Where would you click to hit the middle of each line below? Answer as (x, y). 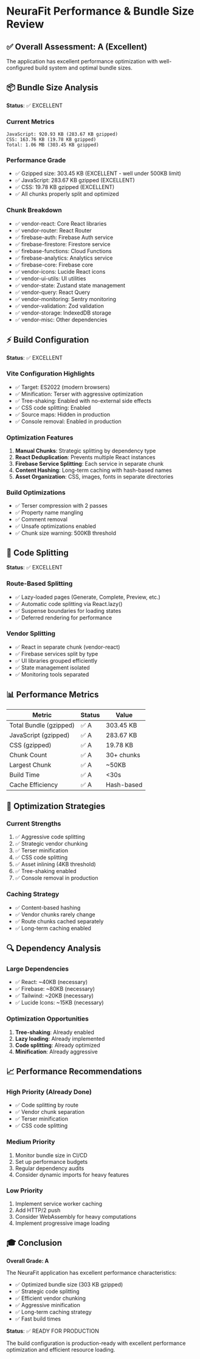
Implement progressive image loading (62, 1223)
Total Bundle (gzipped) (42, 725)
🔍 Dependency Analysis (54, 948)
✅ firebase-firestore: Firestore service (63, 244)
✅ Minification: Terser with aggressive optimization (79, 394)
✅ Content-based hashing (48, 907)
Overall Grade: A (28, 1261)
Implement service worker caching (58, 1204)
